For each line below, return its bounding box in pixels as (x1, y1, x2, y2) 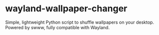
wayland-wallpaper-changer (5, 3, 127, 14)
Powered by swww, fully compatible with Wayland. (5, 24, 110, 30)
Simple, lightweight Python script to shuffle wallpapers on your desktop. (5, 19, 154, 25)
